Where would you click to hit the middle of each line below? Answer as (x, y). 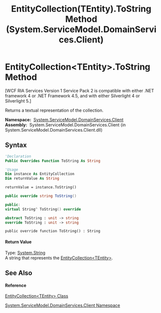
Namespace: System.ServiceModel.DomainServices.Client (64, 119)
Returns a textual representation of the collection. (54, 110)
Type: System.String (25, 253)
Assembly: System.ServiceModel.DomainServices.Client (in (66, 125)
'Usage (12, 170)
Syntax (16, 145)
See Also (19, 273)
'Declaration (18, 156)
